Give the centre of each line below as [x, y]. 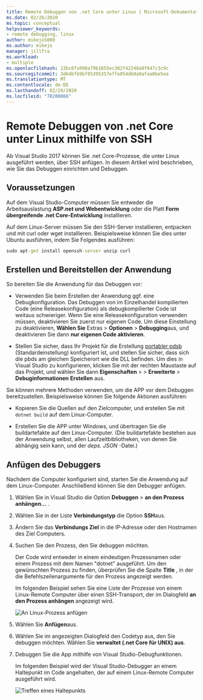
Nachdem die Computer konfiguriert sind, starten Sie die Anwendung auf [97, 479]
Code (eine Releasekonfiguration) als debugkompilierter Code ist [95, 309]
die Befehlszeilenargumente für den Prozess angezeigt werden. [94, 576]
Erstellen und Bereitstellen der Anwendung [89, 270]
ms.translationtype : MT [36, 79]
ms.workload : [23, 57]
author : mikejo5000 [31, 40]
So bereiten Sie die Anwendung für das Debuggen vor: [74, 284]
